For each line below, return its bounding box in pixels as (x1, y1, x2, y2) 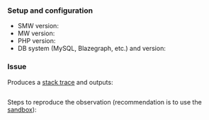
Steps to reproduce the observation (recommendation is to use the (7, 97, 202, 106)
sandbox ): (7, 105, 37, 114)
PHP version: (17, 37, 56, 45)
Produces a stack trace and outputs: (7, 78, 113, 86)
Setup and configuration (7, 6, 94, 16)
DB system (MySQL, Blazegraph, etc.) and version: (17, 44, 166, 53)
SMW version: (17, 22, 59, 30)
